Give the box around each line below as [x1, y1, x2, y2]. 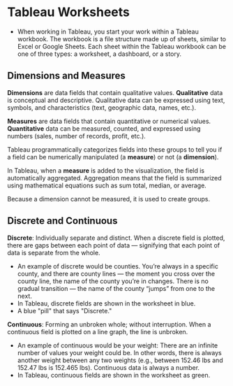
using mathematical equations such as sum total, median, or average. [7, 181, 207, 190]
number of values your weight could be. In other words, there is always [17, 348, 222, 357]
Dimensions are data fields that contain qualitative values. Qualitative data [7, 88, 223, 96]
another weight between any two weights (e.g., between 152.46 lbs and [17, 356, 223, 364]
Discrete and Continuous [7, 215, 118, 227]
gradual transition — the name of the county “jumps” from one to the [17, 284, 215, 292]
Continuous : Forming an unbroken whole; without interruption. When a [7, 320, 211, 329]
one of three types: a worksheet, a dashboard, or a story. [17, 50, 182, 58]
